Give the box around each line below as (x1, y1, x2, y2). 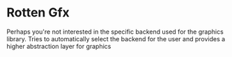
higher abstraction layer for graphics (6, 42, 111, 50)
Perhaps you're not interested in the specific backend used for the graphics (6, 27, 224, 36)
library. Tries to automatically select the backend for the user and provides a (6, 34, 226, 43)
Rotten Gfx (6, 5, 70, 21)
